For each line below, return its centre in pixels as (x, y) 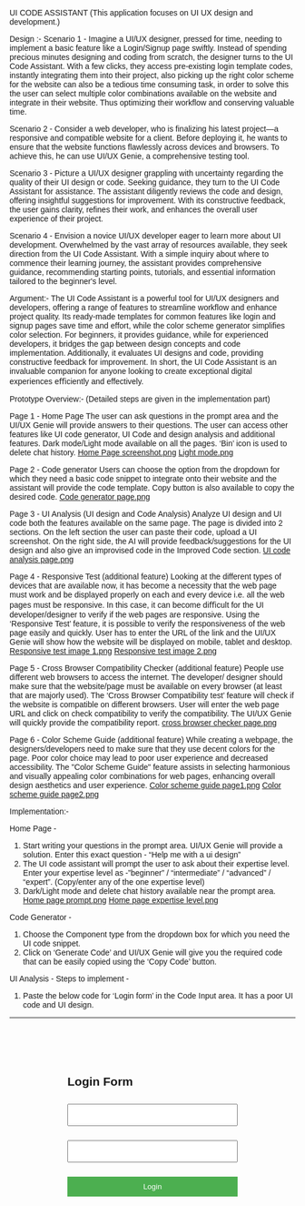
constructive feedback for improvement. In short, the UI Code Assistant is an (143, 362)
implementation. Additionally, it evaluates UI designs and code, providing (137, 353)
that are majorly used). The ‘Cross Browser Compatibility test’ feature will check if (152, 695)
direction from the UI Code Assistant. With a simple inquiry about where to (139, 254)
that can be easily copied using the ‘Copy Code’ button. (119, 962)
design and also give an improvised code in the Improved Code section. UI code (150, 550)
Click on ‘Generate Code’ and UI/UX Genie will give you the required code (152, 953)
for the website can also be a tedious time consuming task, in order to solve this (149, 84)
